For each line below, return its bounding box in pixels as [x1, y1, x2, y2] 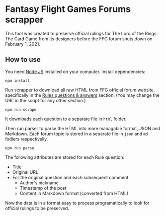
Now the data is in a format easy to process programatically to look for [5, 200, 150, 206]
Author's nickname [19, 180, 59, 186]
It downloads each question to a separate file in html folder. [5, 116, 127, 122]
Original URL [12, 169, 39, 175]
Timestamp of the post [19, 185, 67, 191]
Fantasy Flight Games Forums [5, 3, 131, 15]
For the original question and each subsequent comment [12, 174, 129, 180]
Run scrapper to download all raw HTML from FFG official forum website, [5, 87, 155, 93]
